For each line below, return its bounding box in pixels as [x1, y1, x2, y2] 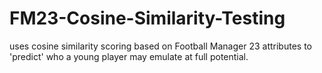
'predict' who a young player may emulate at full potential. [9, 50, 249, 62]
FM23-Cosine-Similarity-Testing [9, 7, 286, 30]
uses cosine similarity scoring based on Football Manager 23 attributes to [9, 40, 312, 52]
